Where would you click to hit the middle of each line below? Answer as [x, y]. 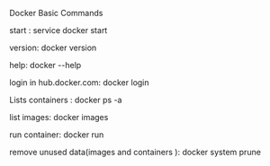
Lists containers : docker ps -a [66, 100]
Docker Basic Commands [56, 13]
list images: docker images [59, 117]
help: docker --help [45, 65]
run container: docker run [57, 135]
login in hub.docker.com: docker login [80, 83]
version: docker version [53, 48]
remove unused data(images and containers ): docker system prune [135, 152]
